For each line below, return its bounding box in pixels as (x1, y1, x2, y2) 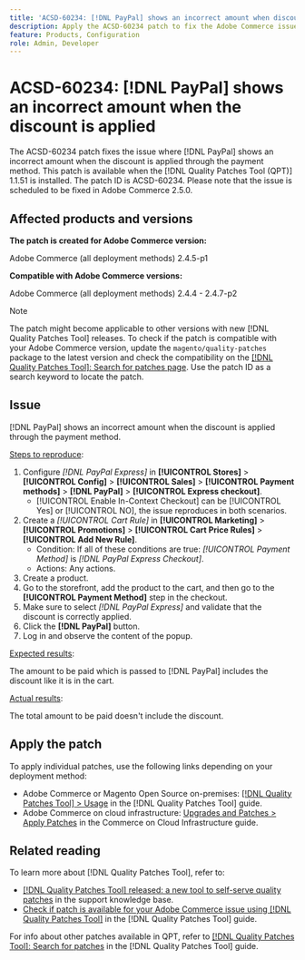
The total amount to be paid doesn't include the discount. (9, 710, 224, 721)
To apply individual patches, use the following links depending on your (9, 760, 273, 771)
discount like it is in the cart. (9, 675, 115, 686)
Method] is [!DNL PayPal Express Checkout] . (35, 553, 204, 563)
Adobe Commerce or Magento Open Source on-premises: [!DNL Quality (22, 788, 292, 798)
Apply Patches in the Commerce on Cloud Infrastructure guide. (22, 817, 259, 828)
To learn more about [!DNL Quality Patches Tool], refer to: (9, 867, 225, 878)
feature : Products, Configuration (9, 30, 141, 39)
